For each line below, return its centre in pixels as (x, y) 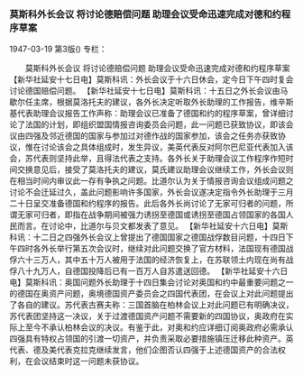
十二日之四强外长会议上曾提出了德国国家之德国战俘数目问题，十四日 (159, 237)
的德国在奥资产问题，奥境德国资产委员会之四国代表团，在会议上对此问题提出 (151, 294)
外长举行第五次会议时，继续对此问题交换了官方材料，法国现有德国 (163, 249)
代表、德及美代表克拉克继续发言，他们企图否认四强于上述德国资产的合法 (143, 350)
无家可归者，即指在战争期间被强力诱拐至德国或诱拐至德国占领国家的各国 (151, 215)
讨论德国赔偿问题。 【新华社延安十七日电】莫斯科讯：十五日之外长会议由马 (149, 91)
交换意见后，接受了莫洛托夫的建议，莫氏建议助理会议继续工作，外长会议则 (155, 169)
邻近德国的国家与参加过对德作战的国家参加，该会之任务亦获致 (163, 136)
